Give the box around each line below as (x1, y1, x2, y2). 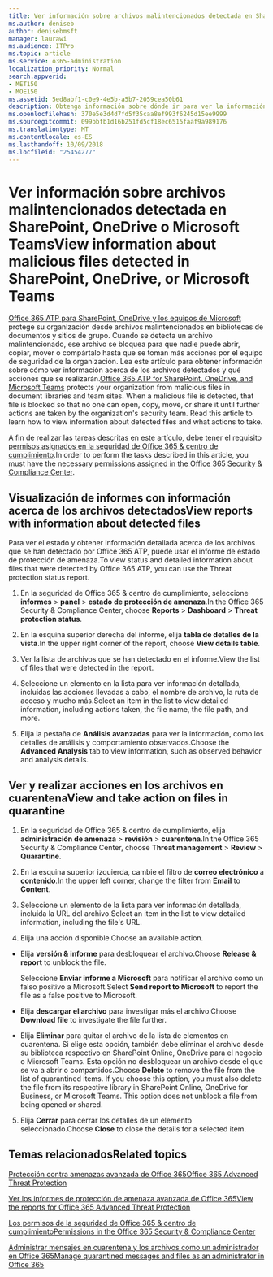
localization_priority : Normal (8, 65, 115, 73)
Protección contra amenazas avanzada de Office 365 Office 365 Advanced (8, 1169, 258, 1179)
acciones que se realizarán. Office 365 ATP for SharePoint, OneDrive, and (8, 374, 253, 384)
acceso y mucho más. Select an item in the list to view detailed (19, 696, 229, 706)
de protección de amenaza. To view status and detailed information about (8, 555, 253, 565)
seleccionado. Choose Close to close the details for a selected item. (19, 1123, 246, 1134)
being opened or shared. (19, 1099, 103, 1110)
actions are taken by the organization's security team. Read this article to (8, 408, 253, 419)
